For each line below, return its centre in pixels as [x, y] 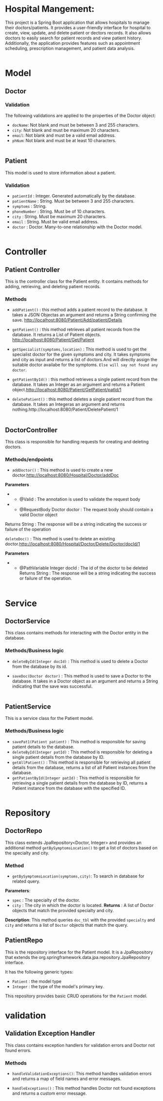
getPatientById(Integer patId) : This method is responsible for [76, 778]
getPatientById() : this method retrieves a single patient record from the [85, 379]
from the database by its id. [39, 666]
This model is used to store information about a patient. [60, 173]
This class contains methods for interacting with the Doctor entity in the [77, 633]
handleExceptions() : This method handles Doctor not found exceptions [84, 1088]
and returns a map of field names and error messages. [67, 1079]
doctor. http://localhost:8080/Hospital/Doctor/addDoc [65, 475]
